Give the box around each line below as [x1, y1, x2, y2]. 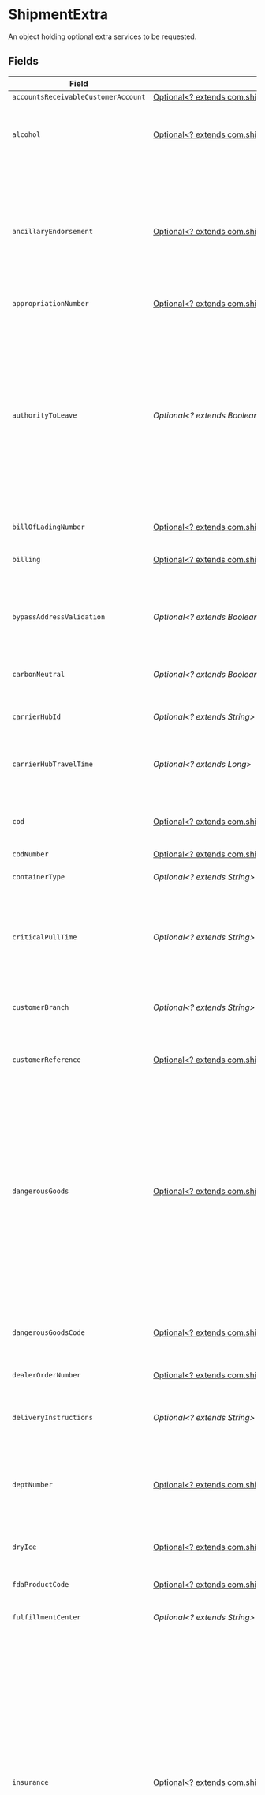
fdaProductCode [12, 1580, 69, 1589]
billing [12, 555, 41, 564]
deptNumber [12, 1480, 53, 1489]
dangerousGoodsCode [12, 1328, 85, 1337]
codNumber [12, 849, 49, 859]
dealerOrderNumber [12, 1370, 81, 1379]
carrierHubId [12, 712, 62, 721]
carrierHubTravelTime [12, 759, 93, 769]
